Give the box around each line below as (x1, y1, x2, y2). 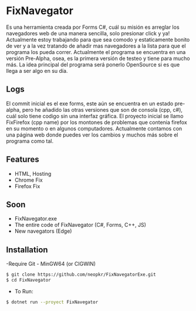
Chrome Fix (14, 176, 43, 183)
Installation (6, 245, 48, 255)
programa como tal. (6, 137, 54, 145)
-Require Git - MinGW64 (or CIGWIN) (6, 260, 96, 267)
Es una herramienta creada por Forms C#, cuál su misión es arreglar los (6, 24, 180, 31)
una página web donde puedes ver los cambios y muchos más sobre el (6, 131, 178, 138)
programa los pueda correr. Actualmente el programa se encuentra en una (6, 48, 186, 55)
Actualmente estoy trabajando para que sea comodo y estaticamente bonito (6, 36, 190, 43)
